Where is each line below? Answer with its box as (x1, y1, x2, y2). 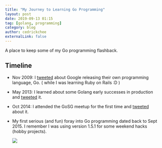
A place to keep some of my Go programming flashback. (5, 47, 118, 53)
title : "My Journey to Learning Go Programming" (5, 7, 105, 12)
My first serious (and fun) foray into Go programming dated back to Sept (12, 118, 158, 124)
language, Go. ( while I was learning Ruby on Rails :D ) (12, 80, 120, 85)
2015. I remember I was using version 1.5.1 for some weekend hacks (12, 123, 147, 129)
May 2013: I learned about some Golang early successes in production (12, 89, 154, 95)
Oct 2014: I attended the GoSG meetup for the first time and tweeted (12, 103, 149, 109)
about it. (12, 109, 29, 115)
